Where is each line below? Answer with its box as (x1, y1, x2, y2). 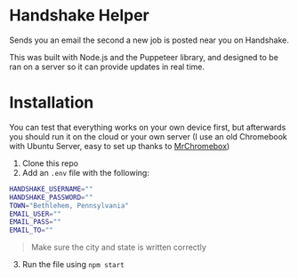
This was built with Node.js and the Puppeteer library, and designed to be (9, 52, 278, 62)
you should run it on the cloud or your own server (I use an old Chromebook (9, 131, 287, 142)
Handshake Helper (9, 5, 149, 26)
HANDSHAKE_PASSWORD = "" (9, 193, 93, 202)
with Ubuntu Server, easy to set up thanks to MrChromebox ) (9, 140, 230, 151)
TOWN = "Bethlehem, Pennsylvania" (9, 201, 129, 210)
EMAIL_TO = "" (9, 226, 53, 235)
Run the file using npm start (21, 259, 125, 270)
